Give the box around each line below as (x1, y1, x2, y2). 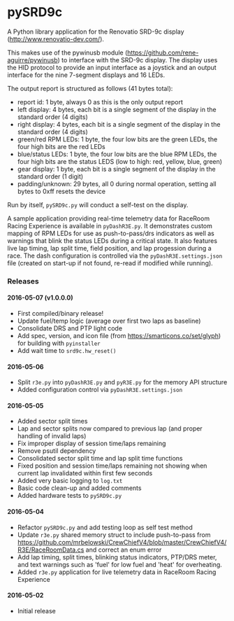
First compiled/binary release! (17, 309, 104, 318)
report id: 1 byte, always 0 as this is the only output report (17, 97, 184, 106)
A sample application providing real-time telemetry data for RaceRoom (7, 214, 210, 223)
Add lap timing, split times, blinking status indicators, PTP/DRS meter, (17, 552, 217, 561)
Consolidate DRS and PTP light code (17, 324, 123, 333)
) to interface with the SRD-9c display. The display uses (57, 55, 218, 64)
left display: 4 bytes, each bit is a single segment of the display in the (17, 105, 217, 113)
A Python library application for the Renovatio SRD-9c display (7, 27, 184, 36)
